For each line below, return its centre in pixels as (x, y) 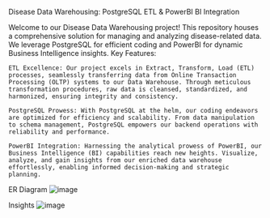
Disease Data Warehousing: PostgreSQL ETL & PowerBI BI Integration (124, 12)
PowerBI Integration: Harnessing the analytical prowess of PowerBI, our (135, 146)
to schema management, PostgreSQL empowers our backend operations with (133, 125)
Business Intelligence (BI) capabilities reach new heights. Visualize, (133, 153)
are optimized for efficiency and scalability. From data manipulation (131, 118)
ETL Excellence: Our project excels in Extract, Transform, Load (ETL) (131, 68)
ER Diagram (28, 189)
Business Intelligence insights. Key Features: (82, 53)
